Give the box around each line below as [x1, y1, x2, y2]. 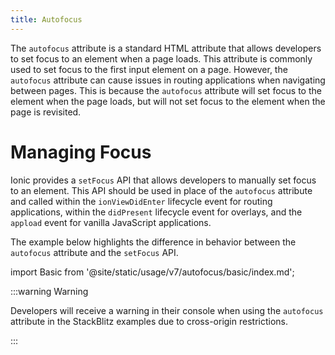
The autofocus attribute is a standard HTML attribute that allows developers [10, 42, 322, 54]
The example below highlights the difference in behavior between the [10, 236, 297, 248]
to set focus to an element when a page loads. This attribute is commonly [10, 52, 313, 65]
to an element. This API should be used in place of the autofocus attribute [10, 184, 313, 196]
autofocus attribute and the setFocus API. [10, 246, 179, 258]
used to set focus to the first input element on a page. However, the [10, 63, 288, 75]
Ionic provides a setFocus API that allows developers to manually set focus [10, 174, 317, 186]
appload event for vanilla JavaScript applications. [10, 216, 212, 228]
